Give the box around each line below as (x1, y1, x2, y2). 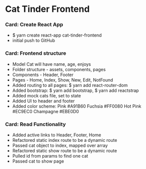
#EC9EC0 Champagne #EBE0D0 (12, 108, 79, 114)
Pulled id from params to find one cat (12, 153, 88, 159)
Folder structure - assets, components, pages (12, 66, 106, 72)
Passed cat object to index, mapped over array (12, 142, 108, 149)
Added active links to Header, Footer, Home (12, 132, 101, 138)
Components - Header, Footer (12, 72, 74, 78)
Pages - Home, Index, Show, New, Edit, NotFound (12, 77, 113, 83)
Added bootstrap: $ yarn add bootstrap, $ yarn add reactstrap (12, 87, 139, 93)
